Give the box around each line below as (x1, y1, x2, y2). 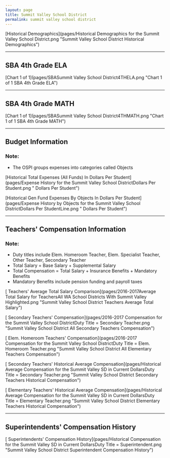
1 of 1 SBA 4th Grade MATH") (5, 118, 66, 124)
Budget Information (5, 137, 68, 146)
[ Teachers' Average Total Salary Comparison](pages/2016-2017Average (5, 289, 156, 295)
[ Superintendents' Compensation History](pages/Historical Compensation (5, 436, 161, 442)
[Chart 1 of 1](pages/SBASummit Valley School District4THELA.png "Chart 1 (5, 75, 162, 81)
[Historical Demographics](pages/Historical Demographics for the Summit (5, 31, 159, 37)
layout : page (5, 7, 33, 13)
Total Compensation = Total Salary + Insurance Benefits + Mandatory (12, 268, 157, 274)
